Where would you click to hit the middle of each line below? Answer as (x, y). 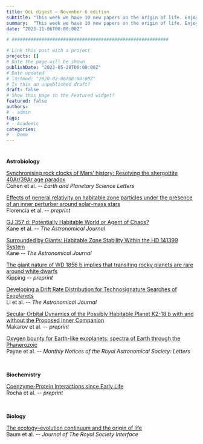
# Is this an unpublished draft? (48, 84)
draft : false (23, 90)
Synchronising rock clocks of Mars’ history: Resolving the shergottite (92, 173)
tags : (13, 118)
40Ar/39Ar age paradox (36, 179)
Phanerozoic (22, 345)
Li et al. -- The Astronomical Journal (52, 302)
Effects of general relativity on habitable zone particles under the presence (99, 198)
